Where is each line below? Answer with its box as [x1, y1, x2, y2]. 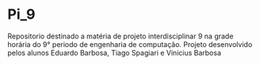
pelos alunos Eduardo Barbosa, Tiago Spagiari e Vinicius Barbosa [7, 48, 222, 57]
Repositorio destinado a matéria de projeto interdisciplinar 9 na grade [7, 31, 234, 41]
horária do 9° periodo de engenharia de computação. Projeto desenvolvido [7, 39, 253, 49]
